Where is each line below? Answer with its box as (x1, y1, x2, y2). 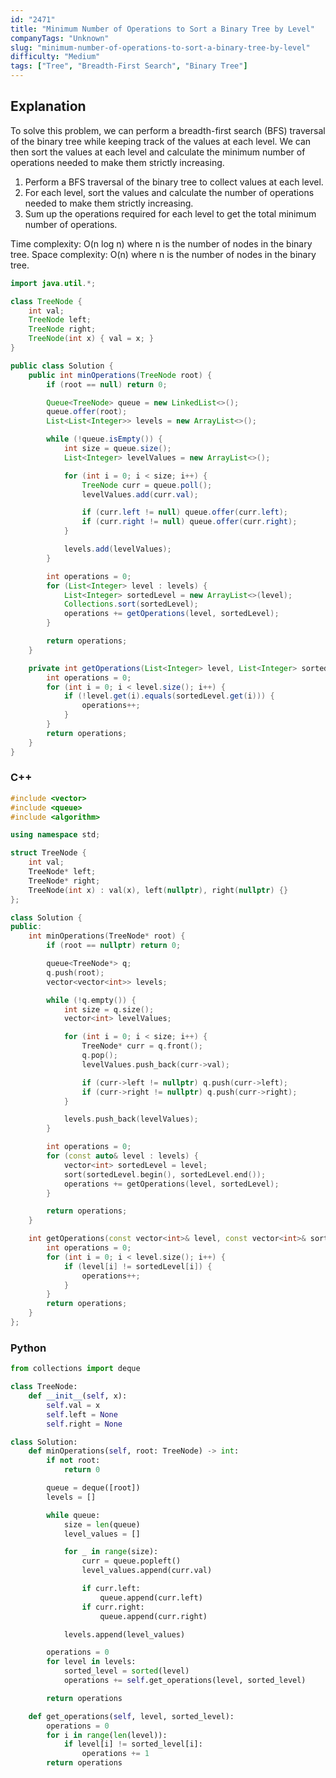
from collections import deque (10, 1364, 141, 1374)
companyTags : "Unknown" (10, 33, 110, 43)
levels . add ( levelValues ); (63, 544, 172, 555)
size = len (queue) (63, 1519, 141, 1530)
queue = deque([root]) (46, 1483, 141, 1493)
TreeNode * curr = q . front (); (81, 1041, 203, 1051)
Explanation (10, 98, 87, 115)
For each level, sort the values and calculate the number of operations (24, 186, 315, 198)
